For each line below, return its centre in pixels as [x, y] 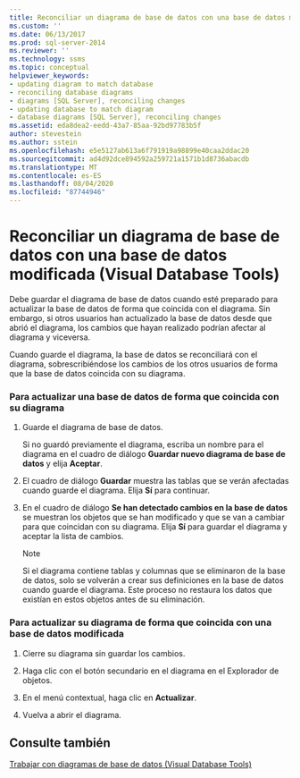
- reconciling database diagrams [71, 92]
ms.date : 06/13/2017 [48, 34]
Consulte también [60, 743]
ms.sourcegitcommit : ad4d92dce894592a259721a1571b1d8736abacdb [129, 159]
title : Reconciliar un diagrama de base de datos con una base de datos [147, 17]
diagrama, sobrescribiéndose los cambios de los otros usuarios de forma [144, 364]
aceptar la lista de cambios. [73, 537]
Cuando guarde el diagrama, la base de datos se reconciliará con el [133, 354]
